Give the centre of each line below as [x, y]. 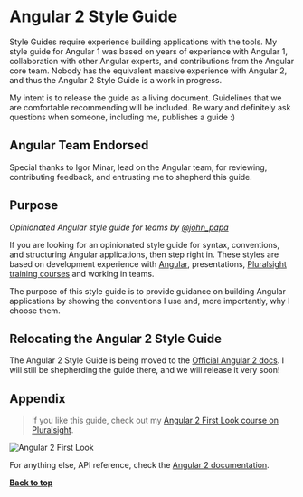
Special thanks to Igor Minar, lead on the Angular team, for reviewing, [138, 167]
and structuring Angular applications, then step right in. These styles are [144, 254]
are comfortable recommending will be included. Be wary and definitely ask [150, 107]
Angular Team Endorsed [79, 145]
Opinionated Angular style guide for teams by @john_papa [119, 227]
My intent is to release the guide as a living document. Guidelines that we [146, 98]
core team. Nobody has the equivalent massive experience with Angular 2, [148, 71]
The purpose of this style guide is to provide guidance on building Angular [148, 291]
